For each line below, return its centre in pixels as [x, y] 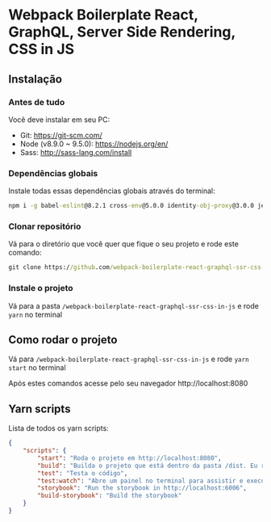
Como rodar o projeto [63, 340]
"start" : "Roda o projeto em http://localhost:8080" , [129, 458]
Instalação [35, 79]
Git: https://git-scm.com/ [61, 135]
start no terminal [37, 368]
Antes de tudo [37, 102]
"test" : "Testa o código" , [83, 473]
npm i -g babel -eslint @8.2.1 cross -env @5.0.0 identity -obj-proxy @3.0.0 [131, 206]
